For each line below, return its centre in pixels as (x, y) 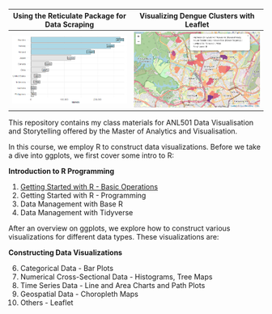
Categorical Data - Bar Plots (67, 269)
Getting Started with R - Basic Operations (89, 187)
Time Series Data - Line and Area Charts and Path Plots (113, 286)
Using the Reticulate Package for (70, 15)
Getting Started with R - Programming (83, 196)
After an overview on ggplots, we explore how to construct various (119, 228)
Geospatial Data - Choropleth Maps (79, 294)
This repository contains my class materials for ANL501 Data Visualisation (131, 123)
